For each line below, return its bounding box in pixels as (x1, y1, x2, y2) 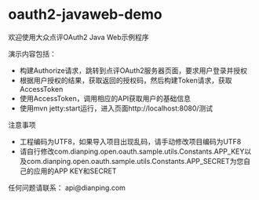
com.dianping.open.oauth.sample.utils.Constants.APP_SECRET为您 (26, 156, 244, 165)
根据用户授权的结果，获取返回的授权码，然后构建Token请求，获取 (19, 75, 232, 85)
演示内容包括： (8, 49, 57, 58)
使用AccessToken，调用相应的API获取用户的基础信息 (19, 93, 191, 103)
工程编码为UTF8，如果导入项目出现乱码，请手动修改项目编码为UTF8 (19, 136, 242, 146)
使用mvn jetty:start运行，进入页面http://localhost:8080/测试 (19, 104, 213, 113)
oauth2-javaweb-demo (8, 5, 162, 24)
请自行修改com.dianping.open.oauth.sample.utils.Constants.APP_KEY (19, 147, 245, 156)
